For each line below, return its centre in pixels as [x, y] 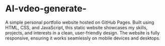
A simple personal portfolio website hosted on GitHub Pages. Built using [80, 22]
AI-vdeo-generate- [46, 9]
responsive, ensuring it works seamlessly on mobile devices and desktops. [83, 38]
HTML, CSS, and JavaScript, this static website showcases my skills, [76, 27]
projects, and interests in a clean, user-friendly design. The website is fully [82, 33]
